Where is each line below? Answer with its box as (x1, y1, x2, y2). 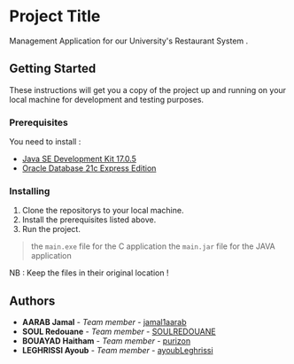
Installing (9, 184, 50, 197)
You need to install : (9, 136, 81, 147)
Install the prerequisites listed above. (21, 214, 157, 225)
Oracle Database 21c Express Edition (21, 163, 157, 174)
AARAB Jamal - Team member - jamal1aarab (21, 317, 188, 328)
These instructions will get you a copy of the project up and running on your (9, 84, 286, 95)
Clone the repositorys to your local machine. (21, 205, 184, 216)
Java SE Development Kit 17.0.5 (21, 153, 137, 165)
